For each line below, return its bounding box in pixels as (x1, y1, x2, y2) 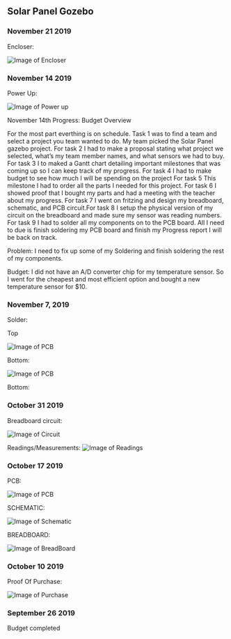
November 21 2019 (7, 26, 72, 36)
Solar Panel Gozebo (7, 6, 94, 17)
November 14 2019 (7, 73, 72, 83)
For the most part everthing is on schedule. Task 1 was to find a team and (7, 129, 217, 138)
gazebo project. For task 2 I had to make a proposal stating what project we (7, 144, 224, 153)
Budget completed (7, 624, 61, 633)
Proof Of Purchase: (7, 578, 63, 586)
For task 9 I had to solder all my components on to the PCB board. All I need (7, 218, 225, 226)
